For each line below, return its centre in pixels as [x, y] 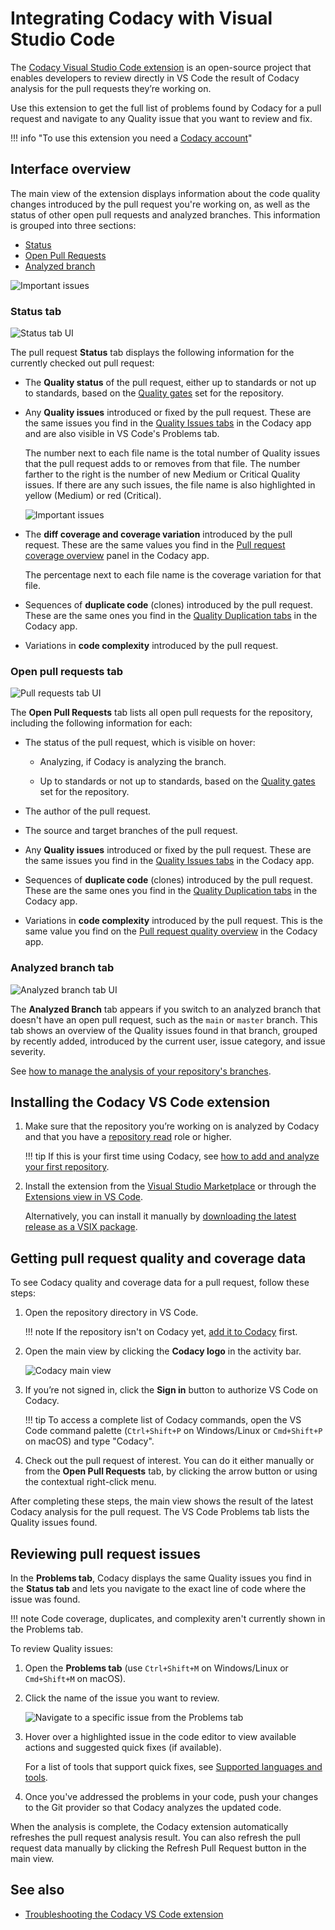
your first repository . [67, 1167]
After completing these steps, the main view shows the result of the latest [162, 1501]
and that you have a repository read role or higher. [128, 1137]
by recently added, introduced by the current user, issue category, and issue [168, 1041]
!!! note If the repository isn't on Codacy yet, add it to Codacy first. [161, 1332]
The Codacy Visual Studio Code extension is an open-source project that [161, 67]
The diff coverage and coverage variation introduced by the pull [158, 534]
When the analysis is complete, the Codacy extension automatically [149, 1827]
